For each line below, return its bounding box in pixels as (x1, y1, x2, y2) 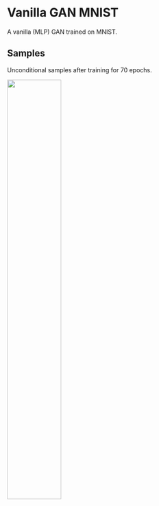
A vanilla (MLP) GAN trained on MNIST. (7, 28, 118, 36)
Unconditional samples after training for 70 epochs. (7, 65, 152, 74)
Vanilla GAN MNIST (7, 5, 119, 21)
